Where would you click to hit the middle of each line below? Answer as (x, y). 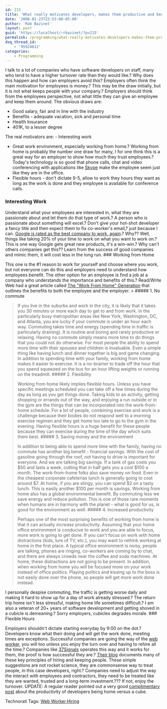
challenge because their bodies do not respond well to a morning (84, 415)
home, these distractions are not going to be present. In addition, (84, 561)
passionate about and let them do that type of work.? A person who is (76, 218)
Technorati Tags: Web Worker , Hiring (42, 701)
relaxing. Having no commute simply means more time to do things (86, 337)
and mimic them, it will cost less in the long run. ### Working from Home (80, 254)
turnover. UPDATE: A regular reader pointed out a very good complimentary (83, 686)
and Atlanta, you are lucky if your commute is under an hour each (84, 321)
